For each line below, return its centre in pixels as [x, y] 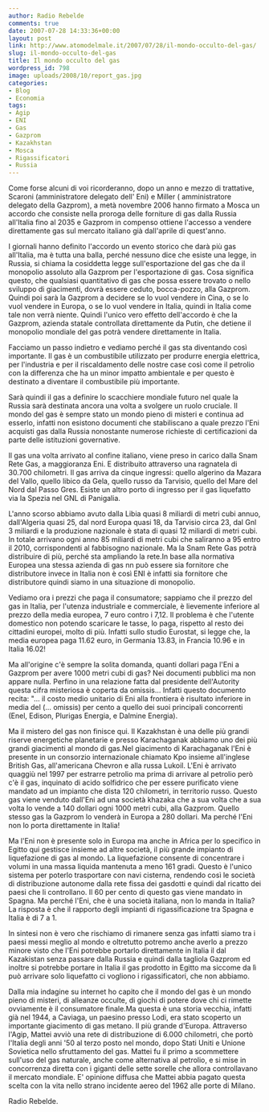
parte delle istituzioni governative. [64, 440]
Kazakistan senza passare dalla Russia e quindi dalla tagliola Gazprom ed [129, 959]
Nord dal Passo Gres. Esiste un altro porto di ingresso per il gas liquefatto [130, 490]
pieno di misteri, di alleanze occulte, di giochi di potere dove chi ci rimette [130, 1000]
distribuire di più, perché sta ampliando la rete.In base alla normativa [122, 556]
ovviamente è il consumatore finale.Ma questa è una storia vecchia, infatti [130, 1009]
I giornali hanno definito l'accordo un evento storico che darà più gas [122, 247]
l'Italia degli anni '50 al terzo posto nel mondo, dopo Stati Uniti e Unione [127, 1043]
